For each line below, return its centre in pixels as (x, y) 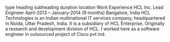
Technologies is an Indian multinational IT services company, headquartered (85, 18)
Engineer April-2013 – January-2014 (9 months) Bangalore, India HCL (78, 13)
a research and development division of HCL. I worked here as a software (82, 29)
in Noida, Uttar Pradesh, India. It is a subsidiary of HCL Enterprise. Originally (85, 23)
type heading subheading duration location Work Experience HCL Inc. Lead (84, 7)
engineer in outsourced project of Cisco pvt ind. (55, 34)
